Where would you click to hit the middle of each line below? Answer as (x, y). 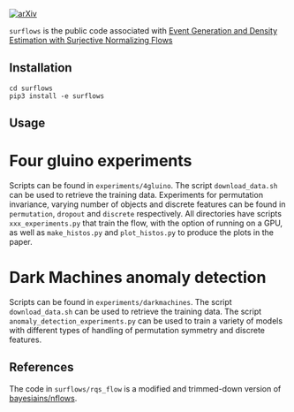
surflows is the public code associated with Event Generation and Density (143, 31)
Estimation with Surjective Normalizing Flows (91, 40)
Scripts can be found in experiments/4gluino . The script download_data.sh (143, 186)
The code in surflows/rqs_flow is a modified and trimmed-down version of (145, 388)
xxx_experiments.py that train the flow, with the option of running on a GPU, (146, 223)
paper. (21, 242)
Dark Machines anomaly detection (138, 278)
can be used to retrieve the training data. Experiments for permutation (136, 195)
